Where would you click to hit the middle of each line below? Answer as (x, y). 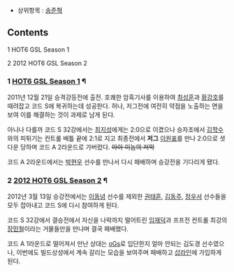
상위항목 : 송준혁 (40, 10)
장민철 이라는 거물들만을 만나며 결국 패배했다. (68, 229)
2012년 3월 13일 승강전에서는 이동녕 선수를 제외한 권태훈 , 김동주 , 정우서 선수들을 (117, 196)
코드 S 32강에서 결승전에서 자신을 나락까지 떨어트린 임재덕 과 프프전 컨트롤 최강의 (117, 220)
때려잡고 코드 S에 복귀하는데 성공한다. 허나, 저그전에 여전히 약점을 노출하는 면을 (115, 106)
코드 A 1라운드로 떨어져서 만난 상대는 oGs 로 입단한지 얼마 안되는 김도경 (104, 244)
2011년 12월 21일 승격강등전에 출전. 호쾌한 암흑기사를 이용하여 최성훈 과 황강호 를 (116, 97)
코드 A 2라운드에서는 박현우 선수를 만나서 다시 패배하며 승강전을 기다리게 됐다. (114, 162)
